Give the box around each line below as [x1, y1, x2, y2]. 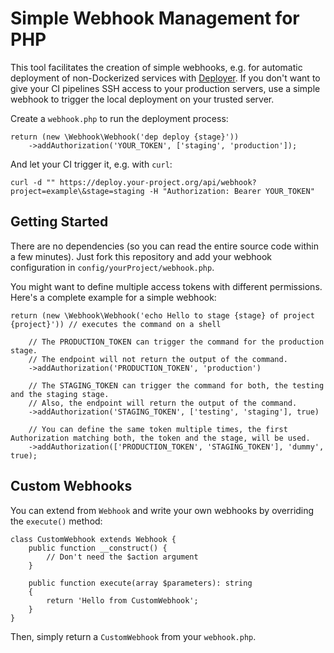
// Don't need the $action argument [46, 552, 199, 562]
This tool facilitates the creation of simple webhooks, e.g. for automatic [10, 61, 303, 73]
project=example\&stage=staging [10, 186, 145, 196]
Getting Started [10, 213, 109, 231]
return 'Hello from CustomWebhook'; [46, 595, 199, 606]
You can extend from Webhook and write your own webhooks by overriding [10, 504, 315, 516]
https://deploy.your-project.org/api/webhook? [59, 177, 257, 187]
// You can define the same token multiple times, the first [28, 424, 288, 434]
